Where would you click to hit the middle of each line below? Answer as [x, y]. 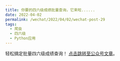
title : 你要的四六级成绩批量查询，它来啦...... [50, 10]
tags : [11, 24]
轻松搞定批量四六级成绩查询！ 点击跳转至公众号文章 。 [61, 53]
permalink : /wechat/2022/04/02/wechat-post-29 [55, 19]
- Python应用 [23, 39]
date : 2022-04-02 [24, 15]
